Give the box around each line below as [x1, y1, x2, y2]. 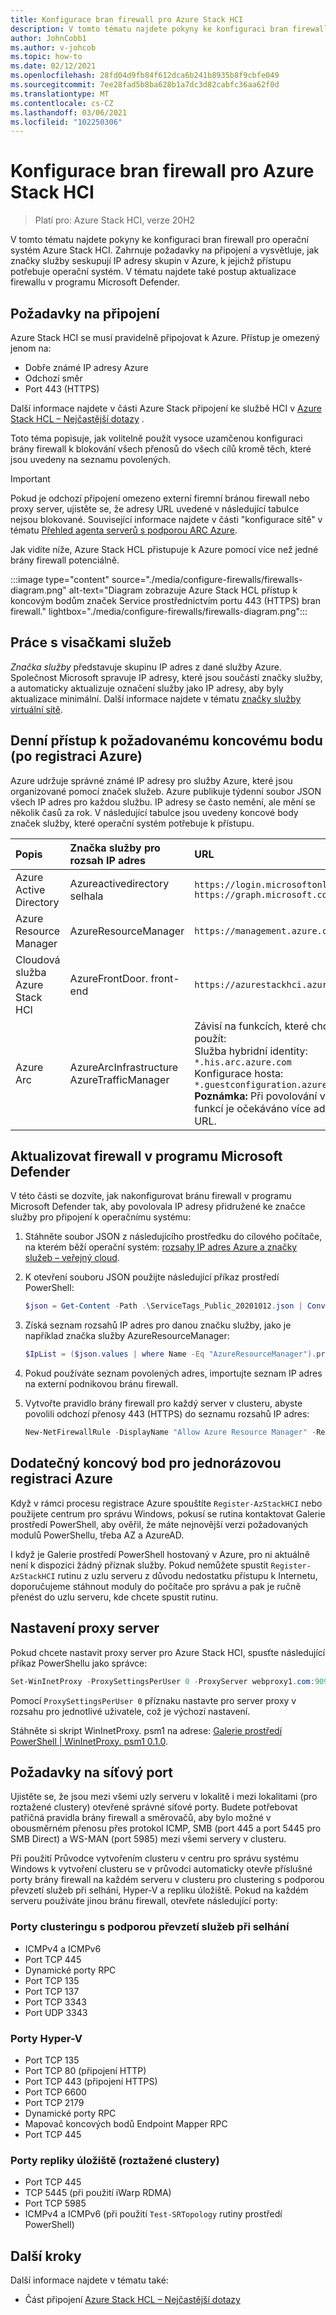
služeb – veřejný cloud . [24, 1252, 120, 1264]
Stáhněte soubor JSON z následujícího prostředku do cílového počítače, [24, 1231, 323, 1243]
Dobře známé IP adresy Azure [24, 362, 149, 373]
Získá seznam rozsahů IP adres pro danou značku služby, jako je [24, 1319, 292, 1331]
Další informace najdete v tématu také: [10, 2274, 169, 2286]
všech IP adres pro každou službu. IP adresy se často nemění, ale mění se [10, 796, 316, 808]
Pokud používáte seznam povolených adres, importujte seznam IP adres [24, 1367, 323, 1380]
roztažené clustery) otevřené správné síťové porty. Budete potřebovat [10, 1801, 298, 1813]
